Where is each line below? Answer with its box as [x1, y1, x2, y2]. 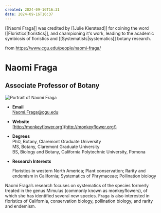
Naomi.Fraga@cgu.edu [12, 109, 59, 115]
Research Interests [12, 158, 52, 164]
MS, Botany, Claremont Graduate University [12, 144, 100, 149]
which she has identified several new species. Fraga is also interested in [5, 192, 150, 198]
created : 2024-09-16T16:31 [5, 7, 60, 12]
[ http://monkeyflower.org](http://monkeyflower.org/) [12, 124, 117, 129]
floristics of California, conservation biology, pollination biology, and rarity [5, 198, 153, 204]
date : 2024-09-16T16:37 [5, 12, 54, 17]
